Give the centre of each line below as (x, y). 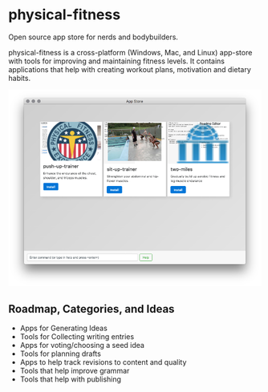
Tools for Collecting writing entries (77, 337)
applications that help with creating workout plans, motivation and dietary (130, 69)
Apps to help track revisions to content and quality (103, 362)
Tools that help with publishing (71, 379)
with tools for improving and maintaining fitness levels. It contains (116, 61)
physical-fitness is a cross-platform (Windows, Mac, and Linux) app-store (130, 52)
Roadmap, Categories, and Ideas (91, 309)
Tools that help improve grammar (75, 371)
